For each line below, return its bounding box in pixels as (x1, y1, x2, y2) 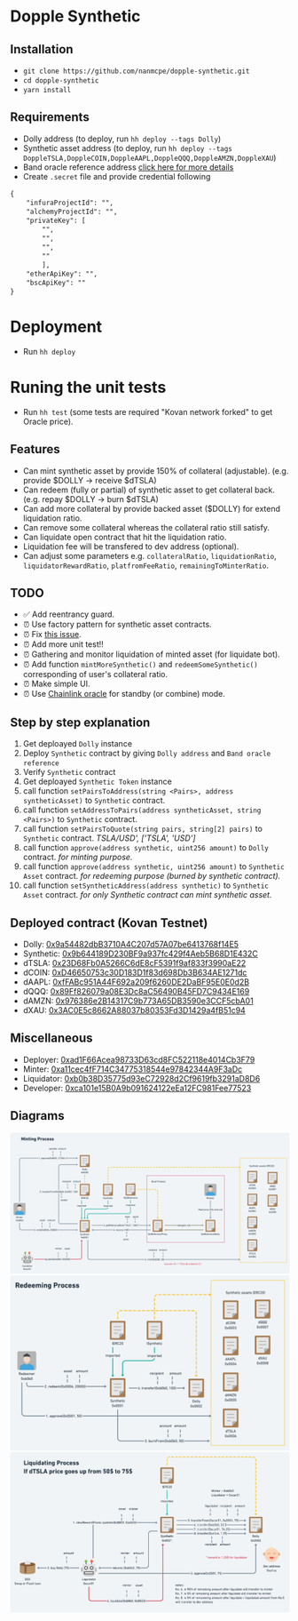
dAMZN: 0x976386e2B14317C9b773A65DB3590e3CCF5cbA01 (22, 995, 254, 1006)
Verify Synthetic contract (22, 767, 116, 778)
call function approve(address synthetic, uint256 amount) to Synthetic (22, 861, 285, 872)
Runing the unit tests (10, 377, 167, 397)
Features (10, 442, 60, 457)
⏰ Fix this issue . (22, 629, 82, 640)
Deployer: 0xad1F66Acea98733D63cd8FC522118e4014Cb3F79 (22, 1054, 255, 1065)
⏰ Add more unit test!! (22, 639, 105, 650)
